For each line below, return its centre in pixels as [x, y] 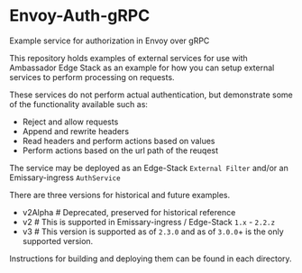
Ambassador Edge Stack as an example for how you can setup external [142, 68]
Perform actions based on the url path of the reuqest [120, 150]
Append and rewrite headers [75, 131]
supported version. [58, 241]
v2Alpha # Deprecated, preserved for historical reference [129, 212]
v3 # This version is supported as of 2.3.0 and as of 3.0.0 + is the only [153, 232]
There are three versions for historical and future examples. [120, 195]
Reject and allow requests [70, 122]
